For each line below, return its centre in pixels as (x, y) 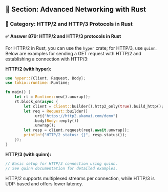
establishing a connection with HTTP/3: (47, 59)
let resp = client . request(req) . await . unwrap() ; (77, 130)
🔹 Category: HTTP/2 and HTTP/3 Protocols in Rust (69, 24)
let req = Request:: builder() (56, 111)
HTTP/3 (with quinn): (28, 154)
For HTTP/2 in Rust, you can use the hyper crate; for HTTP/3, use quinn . (81, 48)
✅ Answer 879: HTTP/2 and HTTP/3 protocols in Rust (63, 36)
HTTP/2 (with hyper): (28, 69)
